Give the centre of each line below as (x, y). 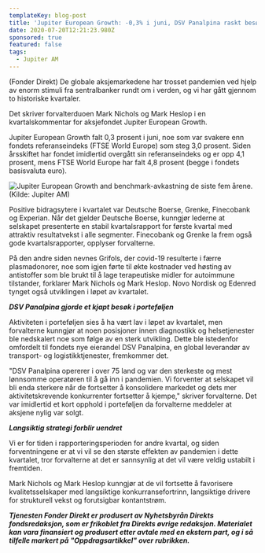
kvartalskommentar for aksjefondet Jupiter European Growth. (108, 122)
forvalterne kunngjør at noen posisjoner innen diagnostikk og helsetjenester (132, 330)
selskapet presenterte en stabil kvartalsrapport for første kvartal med (121, 226)
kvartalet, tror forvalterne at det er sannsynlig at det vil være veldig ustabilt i (132, 459)
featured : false (35, 45)
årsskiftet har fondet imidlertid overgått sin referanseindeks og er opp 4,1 (127, 153)
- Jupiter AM (37, 60)
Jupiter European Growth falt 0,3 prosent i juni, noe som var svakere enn (127, 137)
